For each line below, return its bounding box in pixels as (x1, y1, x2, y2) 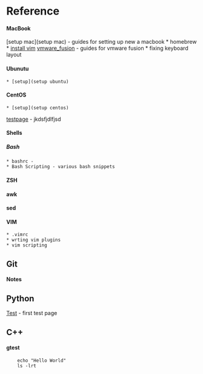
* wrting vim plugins (6, 237, 61, 243)
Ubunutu (6, 65, 29, 72)
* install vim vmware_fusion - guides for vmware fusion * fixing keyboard (6, 44, 189, 52)
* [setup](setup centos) (6, 104, 69, 110)
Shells (6, 129, 22, 137)
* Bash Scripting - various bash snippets (6, 164, 115, 170)
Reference (6, 4, 59, 18)
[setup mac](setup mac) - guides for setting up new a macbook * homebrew (6, 38, 197, 46)
